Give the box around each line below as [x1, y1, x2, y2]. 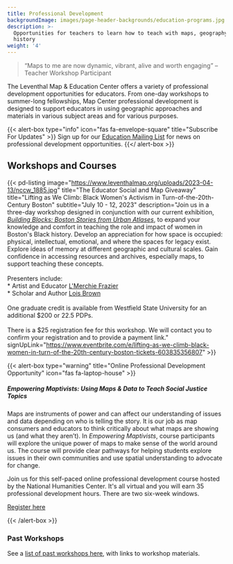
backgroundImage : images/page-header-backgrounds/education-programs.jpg [7, 17, 225, 24]
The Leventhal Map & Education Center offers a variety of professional [7, 83, 209, 90]
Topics [7, 392, 28, 400]
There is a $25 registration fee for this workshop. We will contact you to [7, 325, 212, 334]
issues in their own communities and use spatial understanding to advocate [7, 454, 223, 462]
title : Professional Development [7, 10, 104, 17]
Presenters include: [7, 274, 63, 282]
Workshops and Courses [7, 160, 116, 172]
